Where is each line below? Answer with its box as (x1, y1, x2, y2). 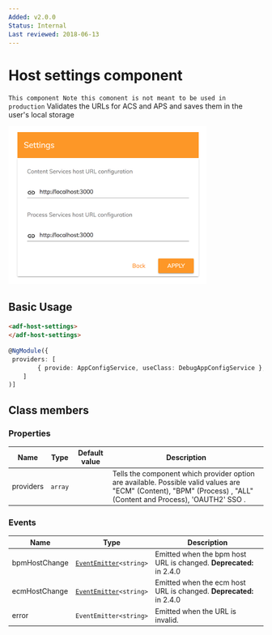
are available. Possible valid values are (112, 477, 240, 487)
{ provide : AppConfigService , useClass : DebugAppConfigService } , (37, 364, 266, 372)
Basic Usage (8, 300, 73, 313)
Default (78, 448, 104, 458)
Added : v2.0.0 (8, 13, 57, 21)
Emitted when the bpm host (155, 549, 247, 559)
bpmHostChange (11, 558, 69, 568)
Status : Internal (8, 21, 67, 30)
